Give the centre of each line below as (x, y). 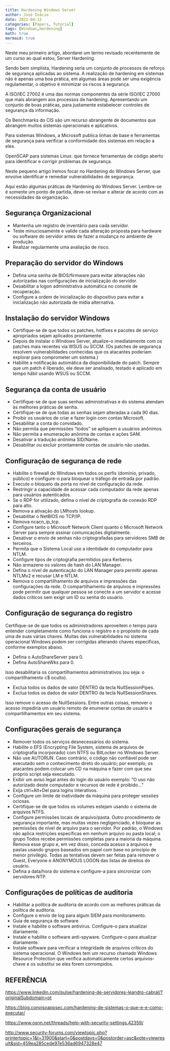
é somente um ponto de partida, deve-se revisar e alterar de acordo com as (84, 192)
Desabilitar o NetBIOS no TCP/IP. (47, 516)
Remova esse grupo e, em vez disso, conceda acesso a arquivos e (82, 844)
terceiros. (23, 543)
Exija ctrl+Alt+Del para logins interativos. (55, 790)
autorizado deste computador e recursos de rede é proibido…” (78, 785)
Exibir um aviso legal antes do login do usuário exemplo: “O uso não (83, 779)
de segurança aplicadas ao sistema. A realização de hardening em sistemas (84, 73)
